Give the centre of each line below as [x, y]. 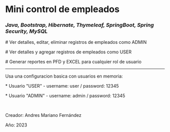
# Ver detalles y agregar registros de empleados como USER [68, 52]
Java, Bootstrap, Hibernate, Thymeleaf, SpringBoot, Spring [80, 25]
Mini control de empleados [62, 9]
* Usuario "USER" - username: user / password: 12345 [62, 86]
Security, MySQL [27, 31]
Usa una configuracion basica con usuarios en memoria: [64, 76]
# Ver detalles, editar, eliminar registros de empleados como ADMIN [76, 42]
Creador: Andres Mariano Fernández [44, 115]
